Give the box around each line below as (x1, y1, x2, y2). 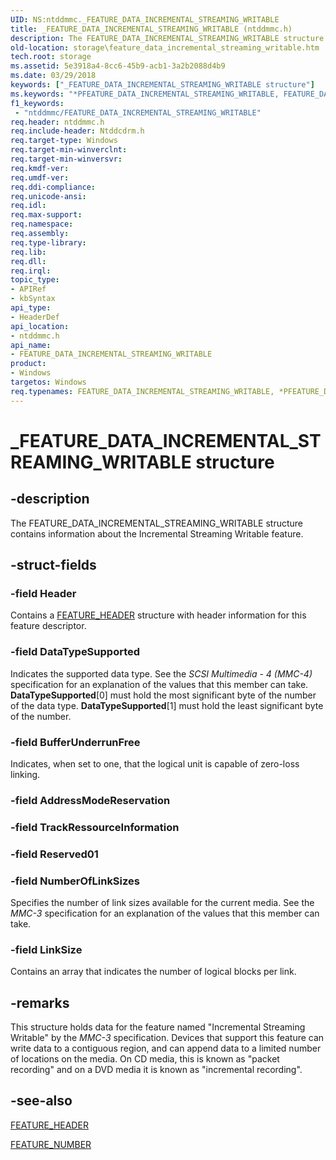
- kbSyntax (10, 294, 56, 304)
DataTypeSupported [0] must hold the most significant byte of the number (10, 689, 317, 701)
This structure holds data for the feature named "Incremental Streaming (10, 1021, 306, 1033)
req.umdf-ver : (10, 172, 70, 183)
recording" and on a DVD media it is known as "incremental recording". (10, 1064, 303, 1076)
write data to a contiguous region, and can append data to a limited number (10, 1042, 322, 1055)
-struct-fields (10, 557, 97, 574)
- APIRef (10, 284, 47, 295)
